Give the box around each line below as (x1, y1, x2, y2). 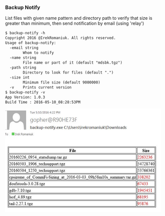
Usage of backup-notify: (5, 41, 56, 45)
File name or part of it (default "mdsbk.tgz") (23, 60, 123, 65)
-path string (9, 65, 37, 70)
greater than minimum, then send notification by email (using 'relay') (5, 20, 144, 26)
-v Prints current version (9, 85, 72, 90)
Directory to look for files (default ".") (23, 70, 114, 75)
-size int (9, 75, 30, 80)
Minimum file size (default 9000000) (23, 80, 100, 85)
